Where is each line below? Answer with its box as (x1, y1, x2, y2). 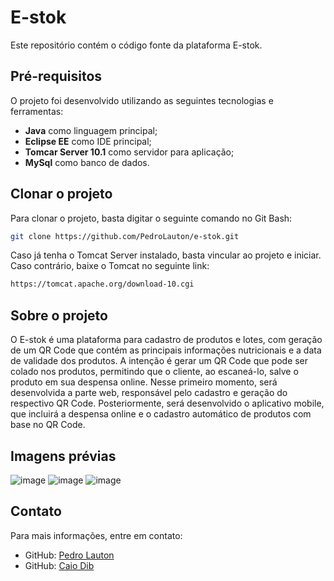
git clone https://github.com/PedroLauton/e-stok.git (10, 231, 240, 241)
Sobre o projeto (10, 307, 108, 324)
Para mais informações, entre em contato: (10, 529, 183, 541)
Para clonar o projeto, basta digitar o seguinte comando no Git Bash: (10, 212, 293, 224)
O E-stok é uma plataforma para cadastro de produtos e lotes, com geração (10, 334, 323, 346)
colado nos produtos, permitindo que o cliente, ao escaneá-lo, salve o (10, 366, 299, 378)
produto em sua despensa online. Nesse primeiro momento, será (10, 376, 278, 388)
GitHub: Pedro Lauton (24, 549, 115, 561)
